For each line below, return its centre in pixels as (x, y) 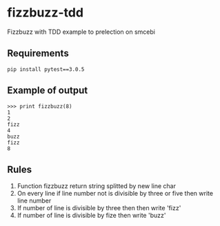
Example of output (48, 91)
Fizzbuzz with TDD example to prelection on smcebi (81, 32)
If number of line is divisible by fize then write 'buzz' (91, 216)
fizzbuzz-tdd (46, 13)
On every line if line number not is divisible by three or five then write (115, 194)
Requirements (38, 53)
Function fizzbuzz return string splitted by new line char (96, 186)
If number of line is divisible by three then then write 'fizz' (99, 208)
